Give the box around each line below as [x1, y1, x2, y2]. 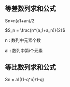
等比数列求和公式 [5, 63, 56, 71]
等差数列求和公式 [5, 4, 56, 13]
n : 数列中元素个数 [5, 37, 41, 43]
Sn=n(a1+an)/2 [5, 17, 35, 23]
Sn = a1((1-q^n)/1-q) [5, 76, 44, 82]
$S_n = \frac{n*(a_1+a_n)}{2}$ [5, 27, 66, 33]
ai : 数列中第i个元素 [5, 48, 43, 53]
